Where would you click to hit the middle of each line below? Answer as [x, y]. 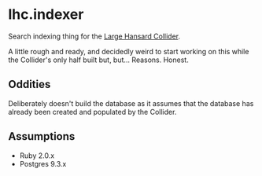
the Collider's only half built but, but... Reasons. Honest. [98, 60]
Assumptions [42, 136]
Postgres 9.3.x [43, 163]
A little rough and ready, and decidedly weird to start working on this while [129, 51]
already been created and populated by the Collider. [92, 112]
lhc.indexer [46, 15]
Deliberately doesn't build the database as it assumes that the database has [131, 103]
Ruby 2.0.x [37, 156]
